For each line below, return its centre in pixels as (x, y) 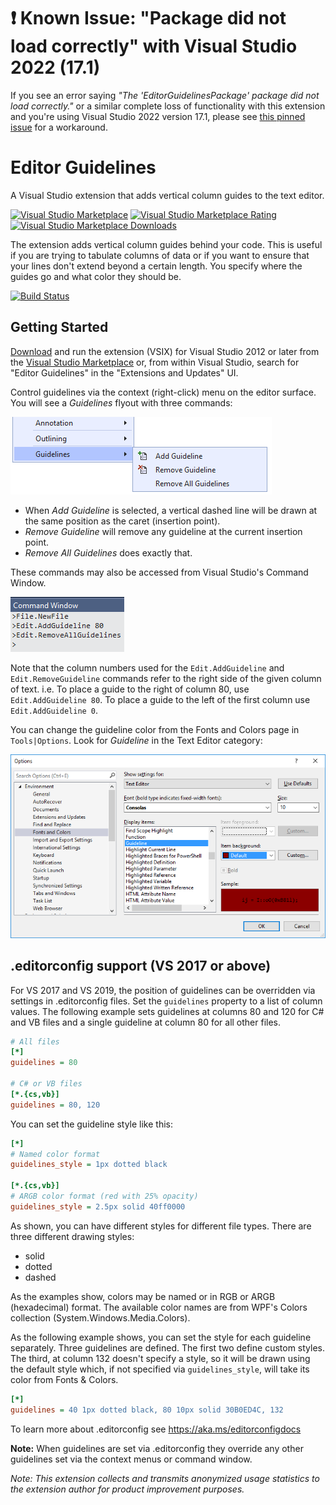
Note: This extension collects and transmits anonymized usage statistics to (165, 1478)
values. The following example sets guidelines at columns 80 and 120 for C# (167, 1011)
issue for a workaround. (59, 127)
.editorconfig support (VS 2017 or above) (141, 966)
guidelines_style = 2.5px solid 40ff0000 (98, 1206)
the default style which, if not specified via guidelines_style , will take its (160, 1369)
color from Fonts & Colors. (64, 1379)
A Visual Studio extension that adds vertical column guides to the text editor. (167, 195)
